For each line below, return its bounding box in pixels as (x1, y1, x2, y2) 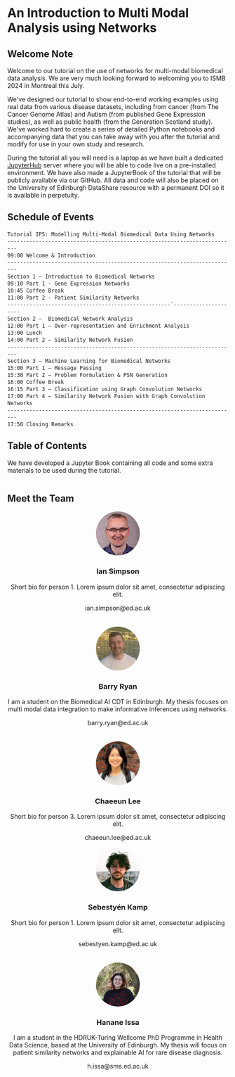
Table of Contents (7, 440, 88, 452)
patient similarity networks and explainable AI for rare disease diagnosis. (13, 1048, 223, 1057)
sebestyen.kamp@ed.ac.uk (78, 939, 158, 948)
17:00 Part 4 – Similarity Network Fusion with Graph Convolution (7, 393, 206, 400)
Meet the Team (7, 492, 74, 504)
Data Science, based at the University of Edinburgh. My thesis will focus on (9, 1040, 227, 1049)
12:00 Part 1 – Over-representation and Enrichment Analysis (7, 322, 190, 329)
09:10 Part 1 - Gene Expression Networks (7, 280, 130, 287)
